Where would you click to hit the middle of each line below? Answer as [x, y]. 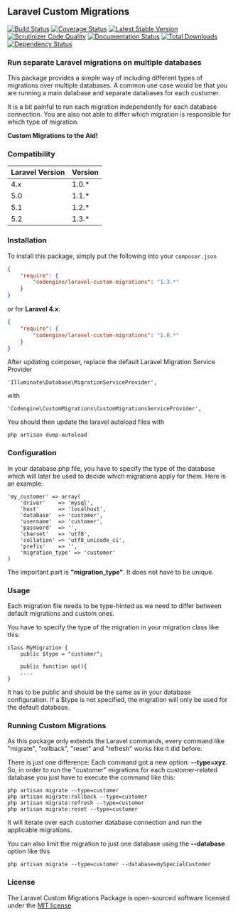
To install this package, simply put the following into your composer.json [112, 256]
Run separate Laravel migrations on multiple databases [104, 62]
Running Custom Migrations [57, 725]
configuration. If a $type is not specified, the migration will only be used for [118, 700]
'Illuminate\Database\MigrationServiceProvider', [82, 383]
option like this [29, 851]
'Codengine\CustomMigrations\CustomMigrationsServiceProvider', [104, 409]
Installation [27, 240]
